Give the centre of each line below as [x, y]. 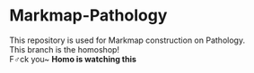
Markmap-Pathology [88, 16]
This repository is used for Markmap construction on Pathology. [127, 40]
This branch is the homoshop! [64, 49]
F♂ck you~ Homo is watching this [73, 59]
